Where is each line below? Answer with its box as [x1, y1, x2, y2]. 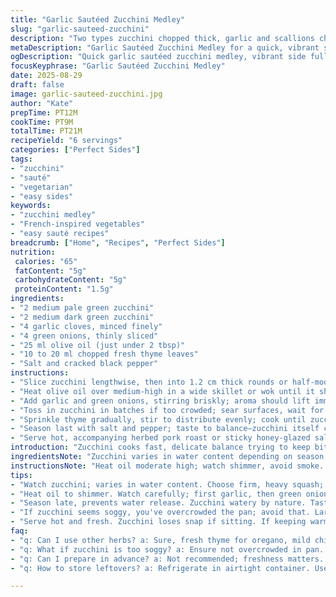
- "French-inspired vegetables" [10, 219, 145, 230]
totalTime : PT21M [10, 126, 83, 136]
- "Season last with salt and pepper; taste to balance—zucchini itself [10, 424, 320, 434]
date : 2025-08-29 [10, 71, 83, 81]
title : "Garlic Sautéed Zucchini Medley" [10, 14, 186, 25]
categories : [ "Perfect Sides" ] [10, 145, 141, 155]
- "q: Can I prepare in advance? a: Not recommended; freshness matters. [10, 554, 325, 564]
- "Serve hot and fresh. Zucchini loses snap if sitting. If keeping [10, 517, 307, 527]
